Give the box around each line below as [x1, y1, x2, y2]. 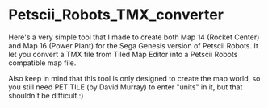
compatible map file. [8, 58, 77, 68]
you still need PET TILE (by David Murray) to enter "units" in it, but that [8, 82, 243, 92]
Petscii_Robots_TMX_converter [8, 6, 224, 24]
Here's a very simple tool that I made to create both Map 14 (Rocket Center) [8, 32, 260, 42]
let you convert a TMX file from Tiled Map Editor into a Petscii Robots [8, 49, 238, 59]
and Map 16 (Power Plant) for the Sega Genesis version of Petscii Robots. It [8, 40, 258, 50]
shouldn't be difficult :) [8, 90, 84, 100]
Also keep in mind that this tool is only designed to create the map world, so [8, 73, 261, 83]
